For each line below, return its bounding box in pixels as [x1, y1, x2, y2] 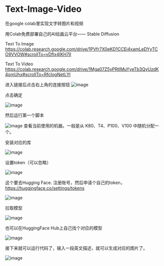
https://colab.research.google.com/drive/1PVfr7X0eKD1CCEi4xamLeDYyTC [5, 46, 158, 52]
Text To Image [5, 41, 34, 46]
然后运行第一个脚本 [5, 112, 44, 118]
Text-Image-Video [5, 3, 82, 15]
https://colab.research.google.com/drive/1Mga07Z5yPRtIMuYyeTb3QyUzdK [5, 66, 159, 72]
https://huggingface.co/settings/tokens [5, 185, 85, 191]
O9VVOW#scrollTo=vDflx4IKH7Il [5, 51, 71, 57]
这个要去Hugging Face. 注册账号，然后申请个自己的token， [5, 179, 125, 185]
